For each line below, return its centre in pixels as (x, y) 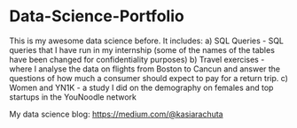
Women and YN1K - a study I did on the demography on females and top (141, 87)
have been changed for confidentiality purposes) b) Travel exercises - (137, 59)
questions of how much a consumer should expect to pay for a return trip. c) (148, 78)
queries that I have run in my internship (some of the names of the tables (142, 49)
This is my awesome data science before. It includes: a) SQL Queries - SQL (147, 41)
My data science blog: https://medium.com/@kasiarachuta (116, 114)
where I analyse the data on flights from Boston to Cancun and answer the (145, 69)
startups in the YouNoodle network (73, 97)
